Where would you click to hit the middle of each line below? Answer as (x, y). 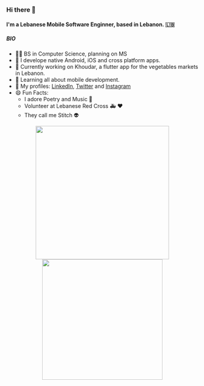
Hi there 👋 (21, 10)
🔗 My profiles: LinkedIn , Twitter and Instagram (73, 86)
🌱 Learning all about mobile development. (67, 80)
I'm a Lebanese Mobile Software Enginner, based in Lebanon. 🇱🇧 (90, 24)
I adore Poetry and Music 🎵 (58, 99)
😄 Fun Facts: (32, 93)
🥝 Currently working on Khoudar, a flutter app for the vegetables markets (107, 67)
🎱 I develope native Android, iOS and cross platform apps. (88, 60)
